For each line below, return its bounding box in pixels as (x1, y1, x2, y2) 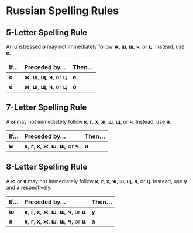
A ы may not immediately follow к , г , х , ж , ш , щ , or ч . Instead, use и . (6, 118, 171, 125)
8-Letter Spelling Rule (6, 162, 88, 172)
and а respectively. (6, 184, 52, 191)
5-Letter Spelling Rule (6, 28, 88, 38)
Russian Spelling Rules (6, 4, 119, 18)
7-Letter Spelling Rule (6, 103, 87, 113)
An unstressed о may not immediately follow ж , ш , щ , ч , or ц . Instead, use (6, 43, 185, 50)
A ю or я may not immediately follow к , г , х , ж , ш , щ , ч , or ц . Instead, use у (6, 177, 187, 184)
